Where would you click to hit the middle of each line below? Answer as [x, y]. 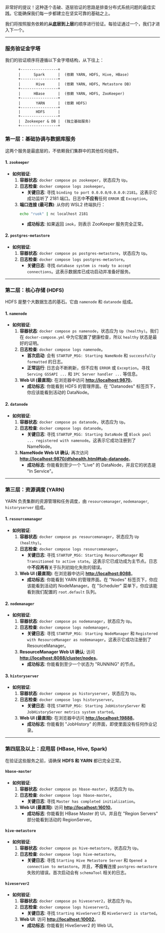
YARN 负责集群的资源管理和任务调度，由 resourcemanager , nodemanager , [77, 501]
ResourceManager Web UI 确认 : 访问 [57, 652]
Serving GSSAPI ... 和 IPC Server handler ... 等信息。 [83, 374]
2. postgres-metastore [27, 236]
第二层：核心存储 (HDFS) [35, 290]
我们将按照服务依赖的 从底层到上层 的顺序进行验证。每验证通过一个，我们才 [80, 24]
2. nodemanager [20, 603]
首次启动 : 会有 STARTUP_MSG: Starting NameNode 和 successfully [91, 356]
